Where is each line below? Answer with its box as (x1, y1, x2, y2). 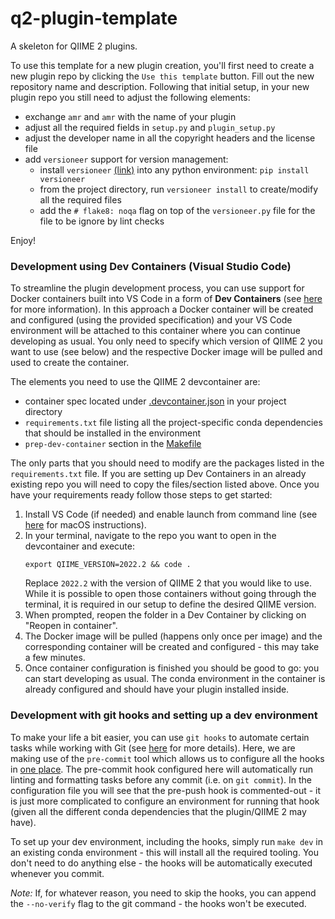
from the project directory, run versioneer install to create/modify (39, 183, 319, 195)
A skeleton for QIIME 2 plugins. (10, 40, 138, 52)
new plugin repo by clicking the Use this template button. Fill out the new (10, 70, 315, 82)
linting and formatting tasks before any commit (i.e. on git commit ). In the (10, 773, 313, 786)
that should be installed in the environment (24, 427, 201, 439)
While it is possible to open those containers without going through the (24, 588, 317, 600)
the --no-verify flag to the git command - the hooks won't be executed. (10, 897, 307, 909)
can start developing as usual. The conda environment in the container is (24, 673, 326, 685)
